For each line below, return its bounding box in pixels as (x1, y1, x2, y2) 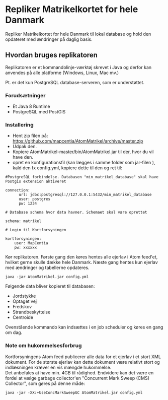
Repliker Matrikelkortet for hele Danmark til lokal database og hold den (5, 31, 151, 37)
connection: (5, 188, 30, 193)
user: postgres (18, 196, 51, 202)
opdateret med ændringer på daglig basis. (5, 36, 93, 42)
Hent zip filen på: (12, 132, 48, 139)
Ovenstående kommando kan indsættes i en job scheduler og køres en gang (5, 324, 163, 330)
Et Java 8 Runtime (12, 103, 50, 109)
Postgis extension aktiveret (5, 179, 66, 184)
